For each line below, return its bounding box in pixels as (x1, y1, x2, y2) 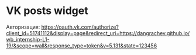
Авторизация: (6, 23, 40, 30)
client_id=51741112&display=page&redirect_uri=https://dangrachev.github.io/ (6, 29, 190, 36)
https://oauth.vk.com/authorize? (41, 23, 119, 30)
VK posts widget (6, 4, 89, 18)
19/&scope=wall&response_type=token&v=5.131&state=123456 (6, 42, 157, 49)
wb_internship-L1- (6, 36, 50, 43)
